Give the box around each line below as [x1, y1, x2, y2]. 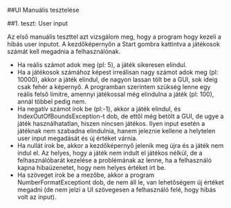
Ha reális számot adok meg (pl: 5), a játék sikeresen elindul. [17, 61, 187, 68]
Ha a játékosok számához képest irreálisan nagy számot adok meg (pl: [17, 68, 219, 76]
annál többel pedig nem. [17, 97, 86, 106]
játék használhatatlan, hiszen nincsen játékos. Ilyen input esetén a [17, 120, 205, 127]
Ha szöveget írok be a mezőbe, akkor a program [17, 171, 155, 179]
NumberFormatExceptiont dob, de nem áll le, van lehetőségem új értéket [17, 178, 225, 186]
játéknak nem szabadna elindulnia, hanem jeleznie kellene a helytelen [17, 127, 216, 135]
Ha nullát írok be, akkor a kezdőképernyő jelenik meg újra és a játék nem [17, 142, 224, 149]
